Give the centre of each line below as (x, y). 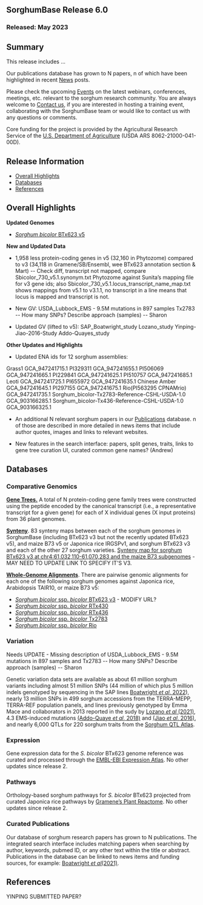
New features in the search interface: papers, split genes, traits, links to (104, 444)
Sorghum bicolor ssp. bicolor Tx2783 (61, 619)
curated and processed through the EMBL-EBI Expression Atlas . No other (98, 760)
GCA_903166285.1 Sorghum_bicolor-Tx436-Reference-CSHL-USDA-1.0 (95, 401)
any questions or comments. (42, 117)
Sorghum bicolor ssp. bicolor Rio (56, 625)
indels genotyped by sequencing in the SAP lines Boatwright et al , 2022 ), (98, 692)
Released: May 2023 (37, 27)
